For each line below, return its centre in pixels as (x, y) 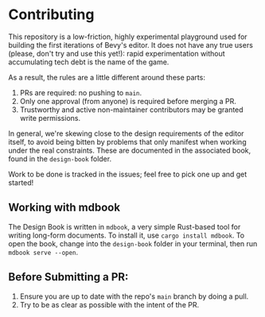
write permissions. (50, 118)
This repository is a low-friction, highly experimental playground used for (128, 37)
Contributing (51, 15)
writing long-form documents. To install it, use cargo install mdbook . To (127, 235)
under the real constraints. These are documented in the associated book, (130, 150)
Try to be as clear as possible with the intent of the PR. (109, 304)
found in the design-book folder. (60, 158)
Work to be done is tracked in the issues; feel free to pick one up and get (128, 174)
